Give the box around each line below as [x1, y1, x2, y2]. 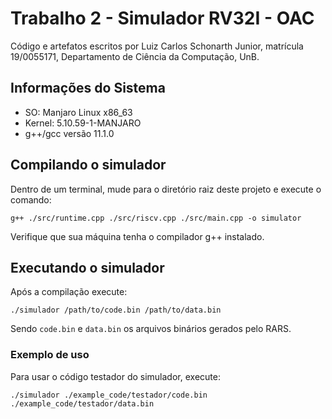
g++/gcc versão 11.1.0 [24, 127, 115, 139]
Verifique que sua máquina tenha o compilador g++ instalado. [10, 230, 265, 242]
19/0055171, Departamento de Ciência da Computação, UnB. [10, 50, 260, 62]
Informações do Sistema [10, 80, 166, 97]
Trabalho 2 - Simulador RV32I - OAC [10, 7, 315, 30]
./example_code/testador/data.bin [10, 398, 155, 409]
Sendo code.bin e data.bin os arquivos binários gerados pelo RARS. [10, 323, 292, 335]
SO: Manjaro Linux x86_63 [24, 106, 133, 118]
